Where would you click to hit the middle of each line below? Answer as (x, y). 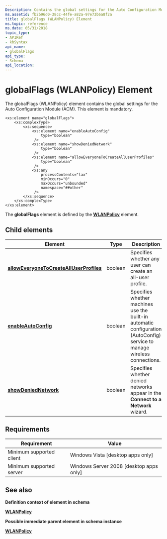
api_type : (15, 56)
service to (142, 341)
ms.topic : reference (27, 24)
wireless (140, 354)
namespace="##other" (62, 188)
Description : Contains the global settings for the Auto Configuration (81, 10)
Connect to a (146, 399)
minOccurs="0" (55, 179)
